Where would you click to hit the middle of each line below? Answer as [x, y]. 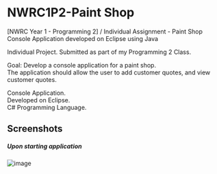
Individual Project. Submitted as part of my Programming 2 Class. [99, 52]
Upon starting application [44, 146]
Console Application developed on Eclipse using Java [83, 38]
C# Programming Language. [47, 107]
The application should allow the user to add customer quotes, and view [109, 72]
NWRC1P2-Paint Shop [71, 13]
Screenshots [35, 129]
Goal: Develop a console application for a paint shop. [81, 65]
